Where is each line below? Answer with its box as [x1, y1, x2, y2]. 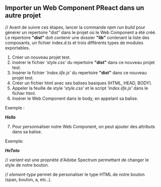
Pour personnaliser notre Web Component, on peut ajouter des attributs [12, 124, 155, 129]
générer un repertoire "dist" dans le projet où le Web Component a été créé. [5, 29, 157, 35]
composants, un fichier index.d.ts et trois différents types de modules [5, 40, 144, 46]
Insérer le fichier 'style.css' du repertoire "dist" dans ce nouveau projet [12, 59, 155, 65]
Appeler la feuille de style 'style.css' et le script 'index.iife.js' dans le [12, 85, 148, 91]
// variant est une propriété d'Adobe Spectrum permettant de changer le [5, 157, 149, 163]
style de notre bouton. [5, 162, 49, 168]
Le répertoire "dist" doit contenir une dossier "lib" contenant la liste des [5, 34, 150, 40]
